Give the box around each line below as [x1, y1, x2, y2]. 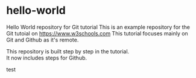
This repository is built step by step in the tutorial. [6, 47, 130, 55]
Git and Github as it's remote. [6, 36, 79, 43]
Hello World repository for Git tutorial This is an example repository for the [6, 23, 191, 31]
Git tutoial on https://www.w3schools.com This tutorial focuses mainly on [6, 29, 188, 37]
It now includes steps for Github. [6, 54, 87, 61]
